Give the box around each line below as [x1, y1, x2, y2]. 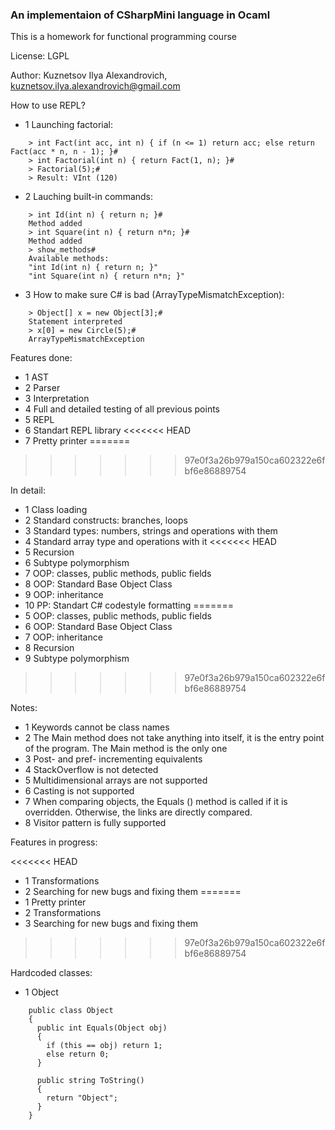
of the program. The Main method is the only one [24, 743, 228, 755]
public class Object [28, 1006, 114, 1016]
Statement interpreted [28, 317, 123, 327]
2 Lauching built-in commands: [24, 191, 154, 203]
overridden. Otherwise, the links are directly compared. [24, 806, 253, 818]
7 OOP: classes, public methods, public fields [24, 568, 212, 580]
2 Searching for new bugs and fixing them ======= [24, 886, 242, 898]
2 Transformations [24, 907, 102, 919]
